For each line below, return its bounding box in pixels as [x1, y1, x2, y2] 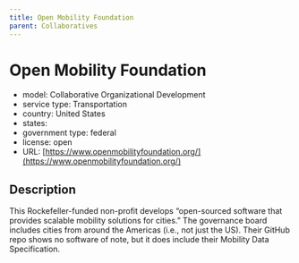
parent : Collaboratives [9, 21, 98, 30]
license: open [21, 137, 73, 148]
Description [9, 182, 76, 197]
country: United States [21, 108, 106, 119]
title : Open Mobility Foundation [9, 13, 134, 22]
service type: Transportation [21, 99, 128, 110]
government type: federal [21, 127, 116, 139]
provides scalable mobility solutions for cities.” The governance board [9, 216, 268, 226]
